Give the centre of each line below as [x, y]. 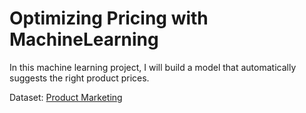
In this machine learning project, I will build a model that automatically [153, 67]
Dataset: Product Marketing [66, 97]
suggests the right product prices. [79, 78]
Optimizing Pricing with [109, 18]
